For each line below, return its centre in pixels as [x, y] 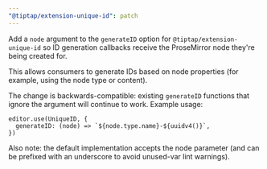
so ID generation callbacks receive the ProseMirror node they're [149, 47]
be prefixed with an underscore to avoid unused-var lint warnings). [119, 156]
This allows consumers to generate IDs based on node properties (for [123, 71]
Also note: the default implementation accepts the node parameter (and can [134, 148]
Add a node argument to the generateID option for [90, 39]
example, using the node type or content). [78, 80]
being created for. [38, 56]
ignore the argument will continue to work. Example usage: [106, 104]
